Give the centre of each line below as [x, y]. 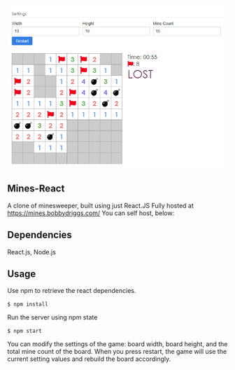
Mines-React [36, 189]
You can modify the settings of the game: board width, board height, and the [117, 344]
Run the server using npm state [52, 317]
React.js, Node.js [31, 252]
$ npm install [28, 304]
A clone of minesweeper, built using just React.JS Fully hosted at [100, 205]
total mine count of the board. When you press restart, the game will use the [117, 352]
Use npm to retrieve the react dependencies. [72, 291]
